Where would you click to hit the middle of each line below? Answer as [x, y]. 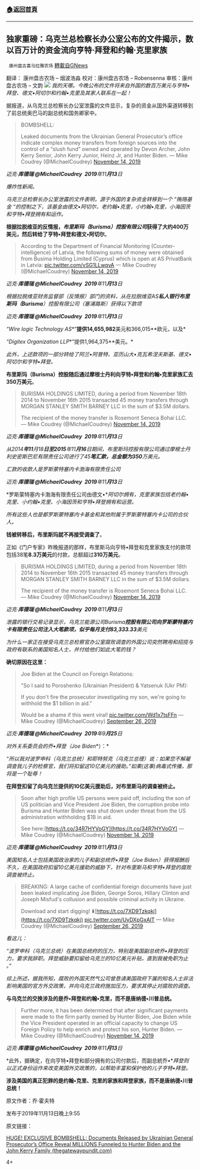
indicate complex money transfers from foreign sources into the [99, 143]
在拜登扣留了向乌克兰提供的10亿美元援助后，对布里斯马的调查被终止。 [92, 786]
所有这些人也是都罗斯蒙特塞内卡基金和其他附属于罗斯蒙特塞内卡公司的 [92, 515]
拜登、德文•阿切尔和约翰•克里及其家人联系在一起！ [69, 93]
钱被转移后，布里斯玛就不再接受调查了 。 [55, 535]
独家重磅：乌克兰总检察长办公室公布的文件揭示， [96, 39]
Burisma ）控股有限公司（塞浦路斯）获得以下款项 [82, 304]
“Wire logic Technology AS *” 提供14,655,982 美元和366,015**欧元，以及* [96, 329]
